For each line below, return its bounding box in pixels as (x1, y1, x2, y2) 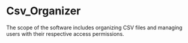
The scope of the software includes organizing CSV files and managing (6, 24, 183, 31)
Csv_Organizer (6, 4, 81, 18)
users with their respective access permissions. (6, 30, 124, 37)
